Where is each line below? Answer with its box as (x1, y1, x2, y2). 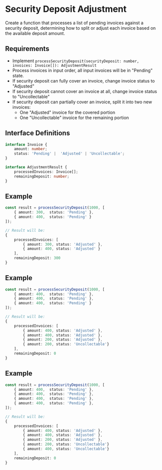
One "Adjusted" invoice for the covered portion (19, 109, 115, 115)
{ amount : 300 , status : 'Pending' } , (14, 210, 94, 215)
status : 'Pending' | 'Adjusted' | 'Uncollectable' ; (14, 151, 125, 156)
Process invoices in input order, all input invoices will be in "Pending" (12, 67, 153, 73)
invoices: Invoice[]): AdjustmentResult (12, 63, 97, 68)
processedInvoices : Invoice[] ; (14, 169, 79, 174)
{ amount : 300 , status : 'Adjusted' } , (23, 242, 103, 247)
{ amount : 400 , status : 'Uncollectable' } (23, 446, 110, 451)
